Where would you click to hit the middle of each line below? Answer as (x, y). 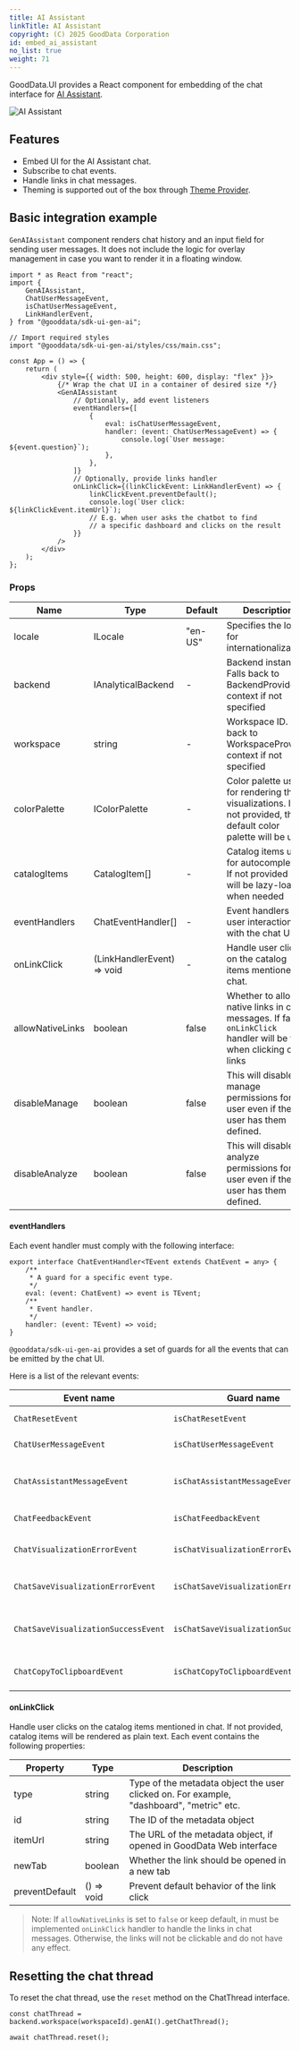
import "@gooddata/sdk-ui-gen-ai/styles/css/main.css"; (115, 346)
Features (34, 140)
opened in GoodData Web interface (203, 1846)
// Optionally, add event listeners (141, 400)
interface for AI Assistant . (56, 94)
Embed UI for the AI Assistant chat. (87, 161)
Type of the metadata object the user (207, 1783)
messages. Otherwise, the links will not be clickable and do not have (157, 1938)
